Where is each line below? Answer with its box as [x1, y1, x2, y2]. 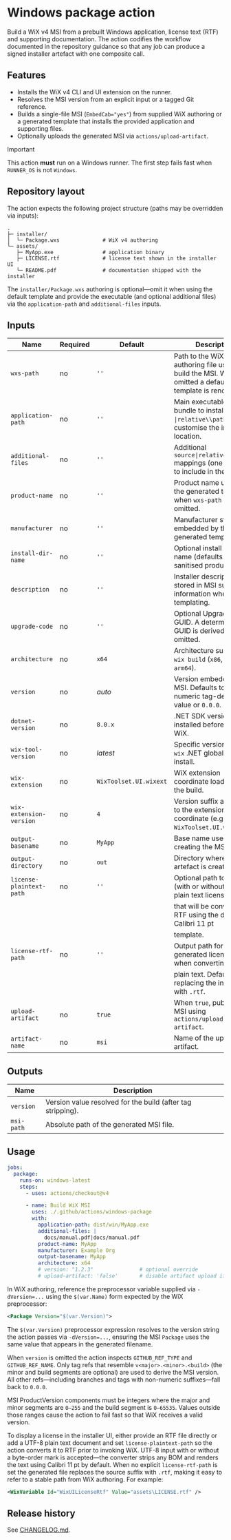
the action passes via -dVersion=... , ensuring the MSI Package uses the [7, 1333, 210, 1341]
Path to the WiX [173, 351, 224, 361]
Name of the [173, 1033, 214, 1043]
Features [7, 70, 46, 81]
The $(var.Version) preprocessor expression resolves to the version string [7, 1325, 220, 1333]
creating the [173, 842, 213, 852]
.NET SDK [173, 711, 206, 721]
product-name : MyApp [37, 1240, 97, 1247]
